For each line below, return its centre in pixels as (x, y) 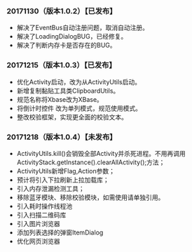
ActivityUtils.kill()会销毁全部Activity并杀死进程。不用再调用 (101, 153)
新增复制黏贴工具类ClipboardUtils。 (68, 91)
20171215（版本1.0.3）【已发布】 (61, 65)
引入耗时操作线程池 (44, 206)
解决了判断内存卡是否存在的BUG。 (66, 45)
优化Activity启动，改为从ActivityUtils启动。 (79, 81)
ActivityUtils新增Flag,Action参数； (66, 171)
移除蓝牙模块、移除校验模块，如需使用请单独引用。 (90, 197)
